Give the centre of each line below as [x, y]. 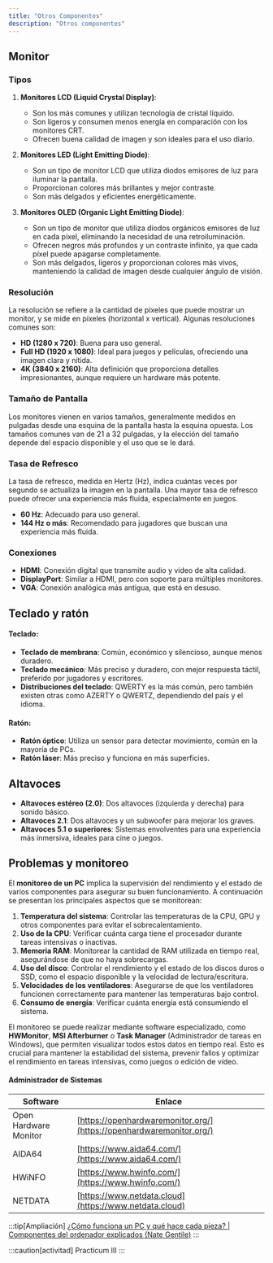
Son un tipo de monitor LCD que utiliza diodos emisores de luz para [145, 171]
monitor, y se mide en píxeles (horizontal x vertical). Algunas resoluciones [132, 319]
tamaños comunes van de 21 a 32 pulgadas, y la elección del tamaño [124, 434]
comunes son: [32, 327]
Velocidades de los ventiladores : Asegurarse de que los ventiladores [136, 985]
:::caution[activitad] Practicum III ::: [67, 1250]
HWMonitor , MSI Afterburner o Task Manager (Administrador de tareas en [135, 1035]
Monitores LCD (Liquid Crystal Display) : [88, 98]
